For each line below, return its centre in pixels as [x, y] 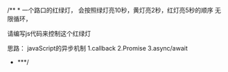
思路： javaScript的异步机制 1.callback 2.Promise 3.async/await [98, 48]
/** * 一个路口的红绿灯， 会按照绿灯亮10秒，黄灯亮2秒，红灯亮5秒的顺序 [110, 10]
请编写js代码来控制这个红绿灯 [49, 34]
